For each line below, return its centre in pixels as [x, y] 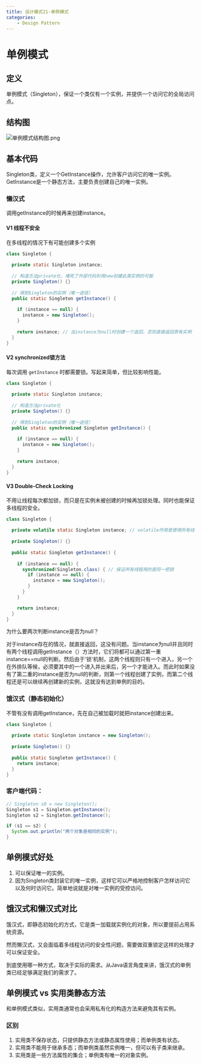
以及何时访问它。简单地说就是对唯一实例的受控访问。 [80, 888]
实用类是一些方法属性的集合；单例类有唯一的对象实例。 [83, 1055]
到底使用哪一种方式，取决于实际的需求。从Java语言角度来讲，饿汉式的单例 [99, 965]
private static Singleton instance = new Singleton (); [81, 736]
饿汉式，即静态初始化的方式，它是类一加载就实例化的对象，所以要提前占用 [98, 924]
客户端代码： [25, 791]
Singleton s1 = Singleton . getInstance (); [59, 809]
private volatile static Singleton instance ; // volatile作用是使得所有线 [103, 530]
